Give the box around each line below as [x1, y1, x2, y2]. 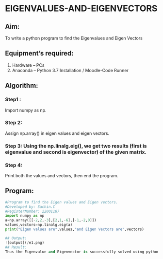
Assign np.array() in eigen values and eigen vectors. [5, 130, 110, 136]
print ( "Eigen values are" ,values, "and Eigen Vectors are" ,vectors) [5, 227, 145, 232]
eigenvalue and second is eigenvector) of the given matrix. [5, 148, 147, 155]
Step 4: [5, 162, 23, 168]
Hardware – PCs [12, 62, 45, 68]
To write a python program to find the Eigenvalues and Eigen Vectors [5, 35, 143, 41]
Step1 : [5, 96, 21, 103]
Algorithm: [5, 81, 38, 90]
